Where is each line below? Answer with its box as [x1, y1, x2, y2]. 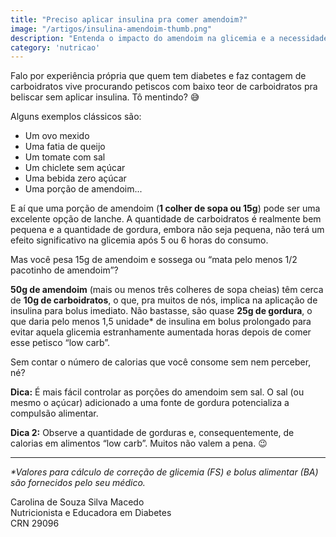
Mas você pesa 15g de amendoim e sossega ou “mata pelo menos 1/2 [10, 254, 298, 266]
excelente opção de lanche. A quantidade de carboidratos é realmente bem [10, 213, 322, 225]
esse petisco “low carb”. [10, 337, 111, 349]
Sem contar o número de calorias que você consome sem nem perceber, [10, 356, 312, 368]
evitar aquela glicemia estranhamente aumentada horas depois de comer [10, 326, 312, 338]
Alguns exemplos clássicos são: [10, 111, 142, 123]
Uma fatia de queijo [24, 141, 106, 153]
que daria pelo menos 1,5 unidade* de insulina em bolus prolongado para [10, 316, 312, 328]
